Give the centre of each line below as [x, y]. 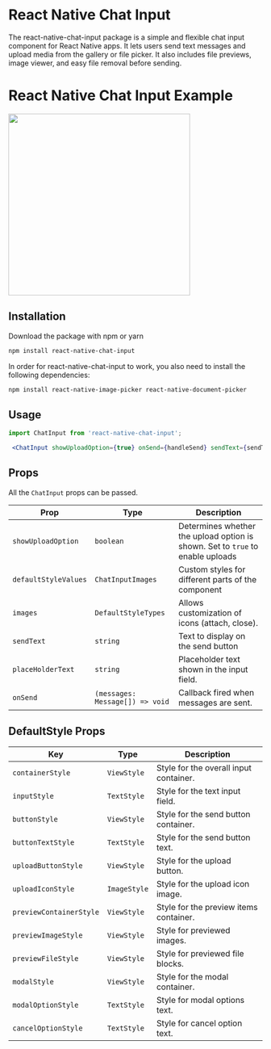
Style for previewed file [200, 953]
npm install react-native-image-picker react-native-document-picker [128, 389]
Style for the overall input [204, 767]
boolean [109, 541]
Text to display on [212, 636]
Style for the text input [198, 791]
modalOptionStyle [46, 1005]
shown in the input [213, 669]
